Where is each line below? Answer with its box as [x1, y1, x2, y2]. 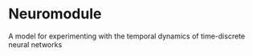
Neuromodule [8, 5, 102, 23]
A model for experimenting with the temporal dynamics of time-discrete [8, 31, 246, 41]
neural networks [8, 39, 63, 49]
